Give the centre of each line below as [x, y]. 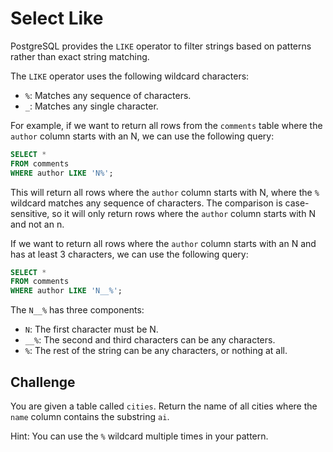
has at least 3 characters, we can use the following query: [129, 254]
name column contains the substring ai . [90, 416]
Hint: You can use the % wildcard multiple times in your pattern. [139, 436]
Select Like [57, 18]
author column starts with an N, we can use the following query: [142, 136]
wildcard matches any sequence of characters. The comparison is [146, 203]
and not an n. [37, 224]
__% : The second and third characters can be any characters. [150, 340]
